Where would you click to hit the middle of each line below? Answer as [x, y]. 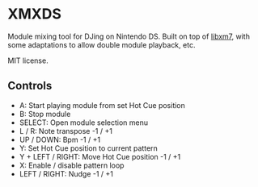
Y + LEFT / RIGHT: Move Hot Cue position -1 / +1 [100, 156]
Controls [30, 86]
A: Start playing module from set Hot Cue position [102, 105]
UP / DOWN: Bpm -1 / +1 [60, 139]
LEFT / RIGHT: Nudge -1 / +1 [66, 173]
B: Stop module [45, 114]
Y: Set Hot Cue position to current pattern [89, 148]
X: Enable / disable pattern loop [72, 165]
